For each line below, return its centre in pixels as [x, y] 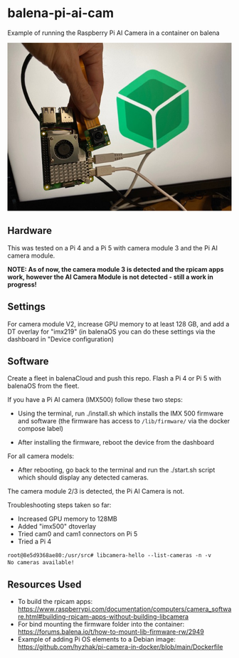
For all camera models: [41, 456]
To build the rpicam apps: [55, 602]
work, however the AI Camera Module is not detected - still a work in [110, 277]
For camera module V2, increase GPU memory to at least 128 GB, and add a [118, 324]
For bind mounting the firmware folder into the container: [101, 625]
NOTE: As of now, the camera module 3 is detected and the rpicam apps [116, 269]
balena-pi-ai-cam [61, 13]
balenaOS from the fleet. [43, 386]
